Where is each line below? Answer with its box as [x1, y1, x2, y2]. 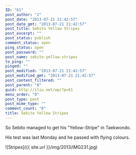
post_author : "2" [5, 12, 42, 17]
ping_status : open [5, 45, 44, 50]
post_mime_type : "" [5, 101, 46, 107]
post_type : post [5, 96, 39, 101]
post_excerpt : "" [5, 31, 42, 36]
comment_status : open [5, 40, 51, 45]
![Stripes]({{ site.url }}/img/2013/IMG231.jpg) [5, 144, 98, 150]
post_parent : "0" [5, 82, 42, 87]
